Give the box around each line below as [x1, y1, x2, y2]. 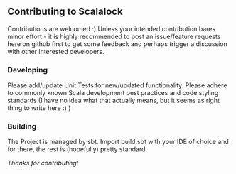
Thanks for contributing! [7, 159, 79, 168]
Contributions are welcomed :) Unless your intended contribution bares [7, 24, 216, 33]
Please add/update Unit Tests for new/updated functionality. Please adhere [7, 81, 227, 89]
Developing [7, 65, 48, 75]
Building [7, 121, 37, 131]
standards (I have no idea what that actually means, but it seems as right [7, 96, 220, 105]
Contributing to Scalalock [7, 6, 123, 18]
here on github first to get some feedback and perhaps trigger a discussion [7, 39, 227, 48]
